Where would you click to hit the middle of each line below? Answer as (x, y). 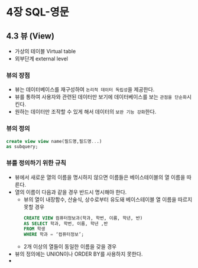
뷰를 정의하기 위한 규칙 (36, 163)
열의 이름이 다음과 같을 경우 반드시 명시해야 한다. (71, 192)
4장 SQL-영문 (38, 12)
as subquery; (22, 147)
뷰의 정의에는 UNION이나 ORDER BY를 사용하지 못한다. (79, 254)
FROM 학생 (34, 229)
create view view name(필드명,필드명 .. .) (54, 141)
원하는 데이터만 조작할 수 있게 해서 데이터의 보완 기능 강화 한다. (85, 112)
